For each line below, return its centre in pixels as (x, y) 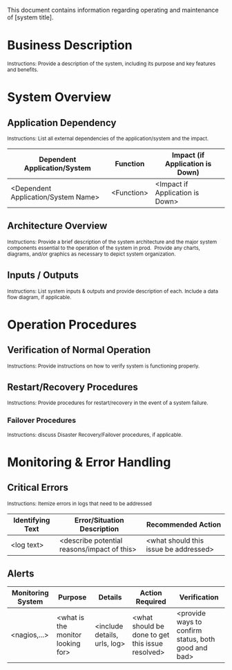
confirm (189, 631)
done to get (151, 635)
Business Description (70, 45)
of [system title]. (30, 17)
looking (68, 644)
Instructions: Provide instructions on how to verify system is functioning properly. (104, 366)
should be (148, 626)
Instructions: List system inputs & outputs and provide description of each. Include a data (113, 291)
